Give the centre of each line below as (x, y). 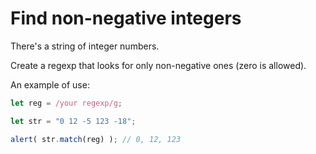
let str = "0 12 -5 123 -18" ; (73, 121)
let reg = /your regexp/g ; (66, 103)
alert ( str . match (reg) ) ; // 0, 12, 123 (96, 139)
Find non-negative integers (126, 18)
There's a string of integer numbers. (85, 46)
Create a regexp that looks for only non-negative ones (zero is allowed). (158, 65)
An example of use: (50, 84)
